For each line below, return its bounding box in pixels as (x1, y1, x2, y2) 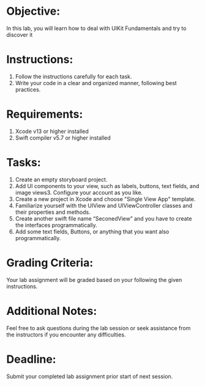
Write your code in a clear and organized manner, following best (15, 79, 177, 86)
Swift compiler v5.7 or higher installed (15, 134, 111, 142)
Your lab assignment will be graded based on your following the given (6, 276, 182, 283)
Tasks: (6, 156, 41, 169)
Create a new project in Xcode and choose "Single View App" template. (15, 195, 196, 203)
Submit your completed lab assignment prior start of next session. (6, 373, 173, 380)
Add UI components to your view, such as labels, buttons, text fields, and (15, 182, 199, 189)
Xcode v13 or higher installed (15, 127, 89, 135)
